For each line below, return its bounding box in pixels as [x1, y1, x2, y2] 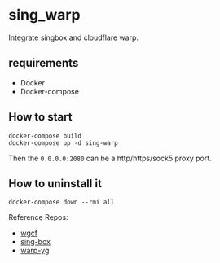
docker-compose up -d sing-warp [8, 138, 118, 147]
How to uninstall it [8, 177, 102, 191]
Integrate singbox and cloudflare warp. [8, 33, 139, 42]
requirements [8, 56, 79, 70]
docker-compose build [8, 132, 82, 140]
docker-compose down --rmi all [8, 198, 115, 207]
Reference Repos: [8, 213, 68, 222]
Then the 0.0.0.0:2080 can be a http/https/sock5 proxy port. [8, 153, 212, 163]
